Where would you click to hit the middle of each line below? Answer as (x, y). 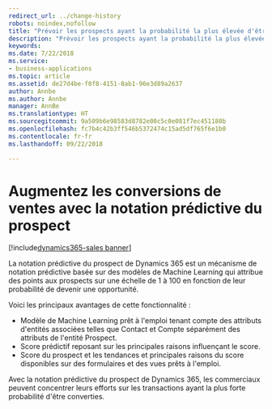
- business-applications (50, 69)
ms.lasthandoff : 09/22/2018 (56, 144)
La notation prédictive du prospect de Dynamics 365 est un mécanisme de (133, 263)
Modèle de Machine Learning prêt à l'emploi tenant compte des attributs (140, 321)
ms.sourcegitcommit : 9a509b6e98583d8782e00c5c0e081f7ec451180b (117, 121)
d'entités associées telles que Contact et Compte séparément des (130, 330)
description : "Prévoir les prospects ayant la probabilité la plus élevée (137, 38)
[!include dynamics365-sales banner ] (70, 248)
